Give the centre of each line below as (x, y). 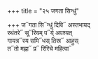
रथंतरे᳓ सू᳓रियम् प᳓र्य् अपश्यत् (40, 33)
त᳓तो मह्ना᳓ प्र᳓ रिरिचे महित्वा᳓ (40, 48)
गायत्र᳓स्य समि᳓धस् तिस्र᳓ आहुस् (43, 41)
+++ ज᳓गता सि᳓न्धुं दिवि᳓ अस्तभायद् (49, 25)
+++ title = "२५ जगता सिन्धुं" (43, 11)
